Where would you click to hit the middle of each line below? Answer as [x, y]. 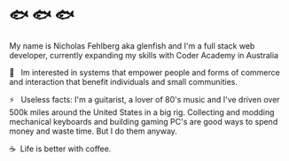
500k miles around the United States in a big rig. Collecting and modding [142, 112]
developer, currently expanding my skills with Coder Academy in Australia [144, 55]
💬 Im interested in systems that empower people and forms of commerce [145, 72]
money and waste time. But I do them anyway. [93, 131]
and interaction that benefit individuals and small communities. [123, 81]
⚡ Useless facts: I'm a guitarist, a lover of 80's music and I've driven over [145, 99]
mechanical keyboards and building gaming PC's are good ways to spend [144, 121]
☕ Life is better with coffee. [60, 149]
